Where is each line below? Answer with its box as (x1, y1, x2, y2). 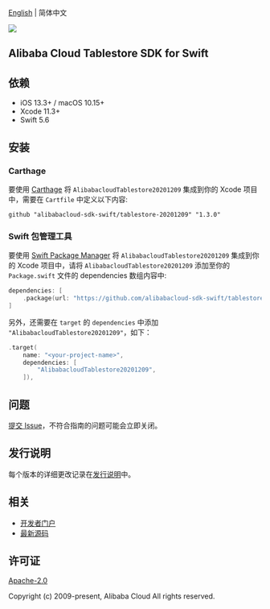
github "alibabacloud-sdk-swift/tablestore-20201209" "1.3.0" (8, 210, 221, 218)
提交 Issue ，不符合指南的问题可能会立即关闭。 (8, 420, 162, 430)
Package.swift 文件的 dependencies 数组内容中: (8, 271, 167, 280)
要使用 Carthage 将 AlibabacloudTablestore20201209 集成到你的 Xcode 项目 (8, 184, 258, 194)
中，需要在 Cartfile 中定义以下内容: (8, 194, 129, 204)
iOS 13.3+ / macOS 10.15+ (19, 98, 105, 108)
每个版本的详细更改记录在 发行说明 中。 (8, 469, 135, 478)
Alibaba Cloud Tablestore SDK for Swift (8, 47, 209, 60)
